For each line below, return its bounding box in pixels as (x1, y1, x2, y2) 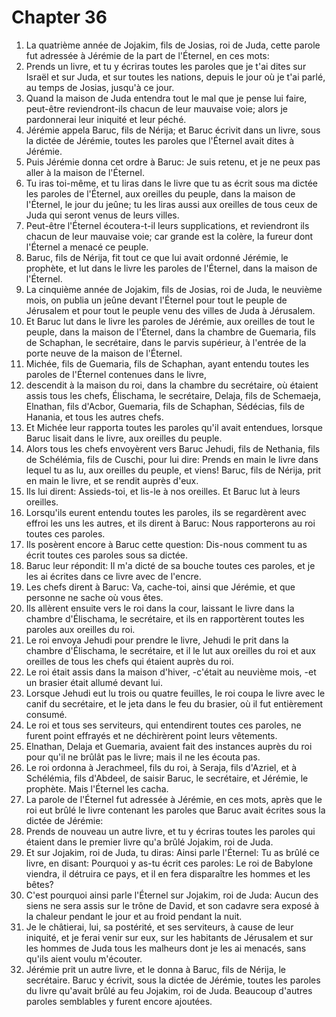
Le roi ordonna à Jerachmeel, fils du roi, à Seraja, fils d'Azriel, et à (25, 761, 297, 773)
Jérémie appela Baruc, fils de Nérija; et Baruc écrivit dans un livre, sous (25, 124, 321, 136)
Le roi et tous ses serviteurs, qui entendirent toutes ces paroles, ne (25, 719, 302, 731)
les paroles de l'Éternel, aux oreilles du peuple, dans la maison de (25, 187, 296, 200)
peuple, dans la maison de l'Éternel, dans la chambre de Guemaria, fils (25, 326, 317, 338)
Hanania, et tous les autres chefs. (25, 411, 164, 423)
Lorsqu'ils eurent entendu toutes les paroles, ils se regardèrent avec (25, 506, 307, 518)
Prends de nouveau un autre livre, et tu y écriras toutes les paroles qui (25, 825, 316, 837)
